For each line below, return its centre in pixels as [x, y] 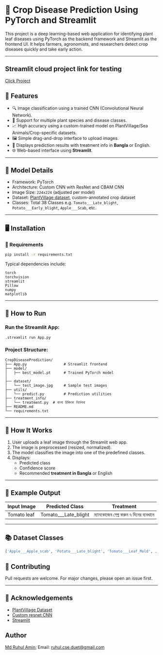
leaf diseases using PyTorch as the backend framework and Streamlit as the [81, 39]
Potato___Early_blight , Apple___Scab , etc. [54, 208]
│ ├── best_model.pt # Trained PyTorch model [59, 373]
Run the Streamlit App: [32, 327]
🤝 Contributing [28, 566]
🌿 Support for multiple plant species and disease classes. [69, 120]
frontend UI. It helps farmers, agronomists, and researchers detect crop [76, 44]
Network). [22, 115]
